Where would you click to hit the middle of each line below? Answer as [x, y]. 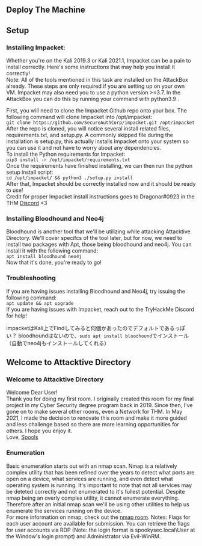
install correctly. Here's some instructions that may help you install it [91, 67]
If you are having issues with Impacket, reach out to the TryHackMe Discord [100, 309]
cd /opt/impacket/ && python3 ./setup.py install [70, 178]
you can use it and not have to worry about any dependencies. [84, 148]
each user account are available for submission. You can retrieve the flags [98, 523]
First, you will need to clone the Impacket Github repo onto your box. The [97, 111]
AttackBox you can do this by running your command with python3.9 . [93, 99]
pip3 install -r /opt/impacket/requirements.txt [68, 160]
